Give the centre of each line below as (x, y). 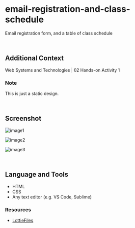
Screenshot (23, 118)
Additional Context (34, 58)
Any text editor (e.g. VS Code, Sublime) (52, 197)
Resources (18, 209)
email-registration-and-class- (68, 9)
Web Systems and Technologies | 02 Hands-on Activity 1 (63, 70)
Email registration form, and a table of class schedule (59, 33)
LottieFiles (23, 220)
